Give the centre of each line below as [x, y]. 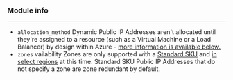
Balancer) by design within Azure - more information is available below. [119, 47]
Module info [28, 10]
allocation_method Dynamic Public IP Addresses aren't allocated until [116, 32]
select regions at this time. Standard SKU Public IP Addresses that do [116, 62]
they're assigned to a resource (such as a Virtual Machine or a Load [114, 40]
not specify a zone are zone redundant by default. [89, 69]
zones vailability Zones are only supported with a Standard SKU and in [117, 54]
